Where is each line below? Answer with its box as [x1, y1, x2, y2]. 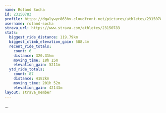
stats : [4, 30, 18, 35]
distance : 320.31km [13, 53, 54, 58]
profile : [4, 16, 23, 21]
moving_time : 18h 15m [13, 58, 58, 63]
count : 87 [13, 72, 34, 76]
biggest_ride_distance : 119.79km [9, 35, 78, 40]
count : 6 [13, 48, 32, 53]
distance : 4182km [13, 76, 50, 81]
